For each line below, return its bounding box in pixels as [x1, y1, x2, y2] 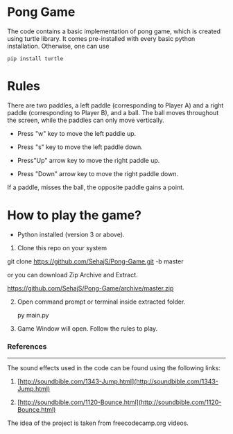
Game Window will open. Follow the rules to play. [17, 324, 158, 333]
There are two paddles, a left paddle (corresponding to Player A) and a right [7, 101, 224, 110]
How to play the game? [7, 207, 142, 223]
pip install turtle [7, 55, 64, 62]
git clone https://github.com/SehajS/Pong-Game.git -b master [7, 257, 184, 266]
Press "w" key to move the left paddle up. [17, 129, 137, 137]
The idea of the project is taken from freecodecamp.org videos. [7, 419, 189, 427]
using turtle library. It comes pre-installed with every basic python [7, 34, 196, 42]
